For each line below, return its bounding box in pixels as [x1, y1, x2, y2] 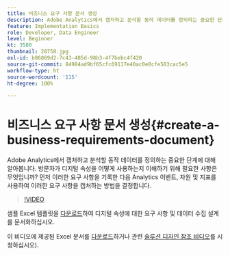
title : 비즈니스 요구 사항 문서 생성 [7, 10, 98, 17]
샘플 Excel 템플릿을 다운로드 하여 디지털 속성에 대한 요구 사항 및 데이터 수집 [7, 209, 207, 217]
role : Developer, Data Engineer [7, 29, 99, 36]
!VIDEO [23, 196, 44, 204]
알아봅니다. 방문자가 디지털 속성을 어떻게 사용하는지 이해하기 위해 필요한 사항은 [7, 165, 218, 173]
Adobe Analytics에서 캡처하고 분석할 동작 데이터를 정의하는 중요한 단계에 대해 [7, 156, 216, 164]
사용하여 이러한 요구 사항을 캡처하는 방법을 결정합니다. [7, 182, 152, 190]
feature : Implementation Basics [7, 23, 99, 29]
